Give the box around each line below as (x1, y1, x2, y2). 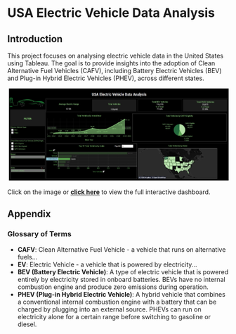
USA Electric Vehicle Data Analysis (7, 5, 216, 21)
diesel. (17, 320, 37, 328)
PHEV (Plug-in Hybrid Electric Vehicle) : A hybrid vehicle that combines (17, 290, 226, 298)
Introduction (7, 33, 63, 45)
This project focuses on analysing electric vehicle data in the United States (7, 51, 223, 60)
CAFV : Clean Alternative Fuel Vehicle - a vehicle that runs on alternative (17, 245, 226, 254)
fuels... (17, 252, 38, 261)
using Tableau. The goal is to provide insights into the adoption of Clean (7, 59, 216, 68)
